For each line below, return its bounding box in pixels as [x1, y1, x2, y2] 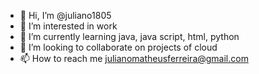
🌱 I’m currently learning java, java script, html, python [19, 31, 240, 42]
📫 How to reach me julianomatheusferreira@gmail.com [19, 53, 249, 64]
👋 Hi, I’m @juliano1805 [19, 10, 112, 21]
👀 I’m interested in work [19, 20, 118, 32]
